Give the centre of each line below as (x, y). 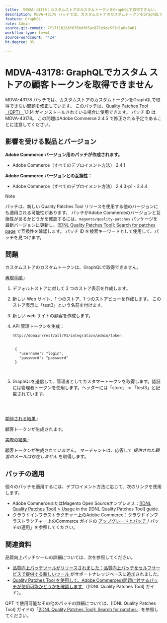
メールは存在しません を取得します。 (51, 457)
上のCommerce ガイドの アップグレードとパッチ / (98, 521)
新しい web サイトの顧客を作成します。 (53, 316)
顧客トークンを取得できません (92, 85)
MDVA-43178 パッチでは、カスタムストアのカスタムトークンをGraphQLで (81, 99)
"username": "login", (42, 354)
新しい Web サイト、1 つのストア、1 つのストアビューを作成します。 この (87, 299)
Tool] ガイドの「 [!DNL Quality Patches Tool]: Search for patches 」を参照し (82, 609)
